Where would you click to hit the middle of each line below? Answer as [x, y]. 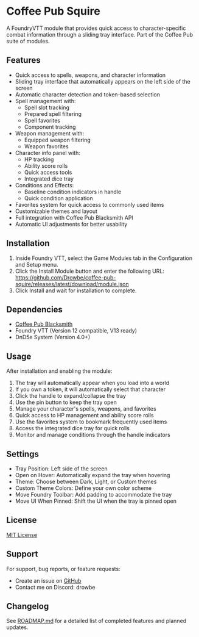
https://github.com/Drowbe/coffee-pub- [65, 277]
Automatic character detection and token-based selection [87, 94]
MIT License [22, 534]
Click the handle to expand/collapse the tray [71, 396]
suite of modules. [28, 41]
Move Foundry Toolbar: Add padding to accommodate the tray [93, 495]
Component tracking [50, 127]
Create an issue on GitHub [48, 580]
